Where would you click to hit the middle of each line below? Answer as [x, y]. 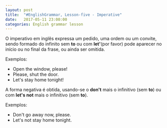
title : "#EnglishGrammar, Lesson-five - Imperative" [64, 15]
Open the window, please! [40, 69]
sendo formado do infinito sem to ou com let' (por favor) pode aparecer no [84, 44]
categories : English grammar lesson [44, 24]
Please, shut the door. [36, 75]
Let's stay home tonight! [38, 80]
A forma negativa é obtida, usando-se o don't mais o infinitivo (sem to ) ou [83, 90]
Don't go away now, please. [42, 115]
